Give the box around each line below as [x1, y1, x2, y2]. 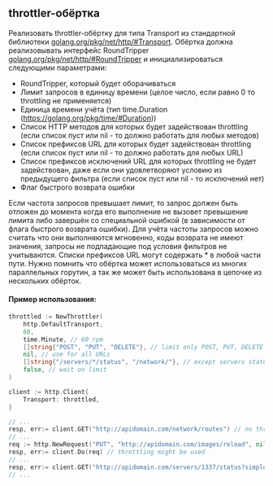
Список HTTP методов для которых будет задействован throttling [19, 121, 249, 131]
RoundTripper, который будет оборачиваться [19, 78, 176, 88]
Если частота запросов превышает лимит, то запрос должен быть [8, 198, 238, 208]
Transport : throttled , [23, 395, 100, 404]
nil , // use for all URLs [23, 350, 111, 359]
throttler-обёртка [8, 7, 100, 20]
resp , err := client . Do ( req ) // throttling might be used [8, 448, 206, 457]
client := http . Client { [8, 387, 89, 396]
